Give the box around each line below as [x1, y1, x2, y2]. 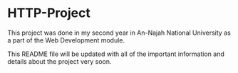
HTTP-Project [7, 5, 90, 21]
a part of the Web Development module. [7, 35, 125, 44]
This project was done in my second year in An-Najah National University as [7, 28, 232, 37]
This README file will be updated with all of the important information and [7, 50, 224, 58]
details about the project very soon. [7, 57, 112, 65]
